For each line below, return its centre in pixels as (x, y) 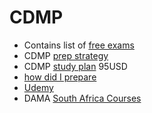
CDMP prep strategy (66, 55)
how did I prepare (60, 77)
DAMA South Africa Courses (82, 98)
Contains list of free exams (79, 45)
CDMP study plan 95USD (75, 66)
